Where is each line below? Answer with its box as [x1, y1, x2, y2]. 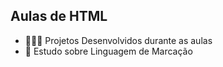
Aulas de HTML [10, 8, 108, 25]
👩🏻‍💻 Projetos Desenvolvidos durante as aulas [24, 34, 213, 46]
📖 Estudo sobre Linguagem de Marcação [24, 45, 193, 57]
